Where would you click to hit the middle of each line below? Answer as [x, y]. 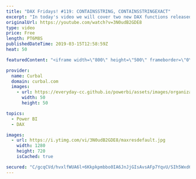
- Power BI [24, 119]
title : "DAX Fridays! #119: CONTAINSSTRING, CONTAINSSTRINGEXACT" [88, 11]
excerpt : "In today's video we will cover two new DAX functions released [99, 17]
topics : [15, 113]
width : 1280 [31, 146]
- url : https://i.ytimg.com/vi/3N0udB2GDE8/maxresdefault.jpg [88, 141]
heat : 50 [17, 50]
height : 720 [31, 151]
